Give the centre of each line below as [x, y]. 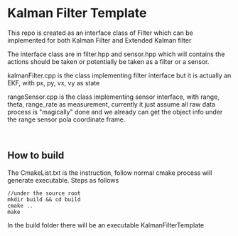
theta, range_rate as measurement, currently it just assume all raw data [111, 104]
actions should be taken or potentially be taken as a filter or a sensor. [108, 61]
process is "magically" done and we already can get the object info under [115, 112]
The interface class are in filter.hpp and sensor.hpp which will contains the [116, 54]
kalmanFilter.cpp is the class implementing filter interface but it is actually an [119, 75]
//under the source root [44, 193]
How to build [36, 155]
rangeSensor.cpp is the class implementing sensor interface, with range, [114, 97]
